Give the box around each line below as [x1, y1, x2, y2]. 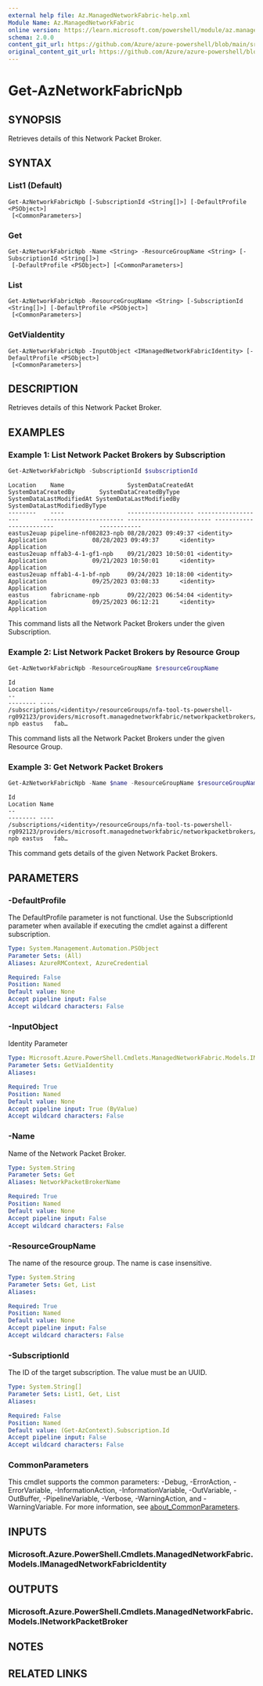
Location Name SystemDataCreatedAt [8, 481, 194, 489]
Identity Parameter [8, 1039, 68, 1048]
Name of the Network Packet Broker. [8, 1148, 127, 1158]
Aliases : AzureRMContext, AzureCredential [8, 959, 149, 967]
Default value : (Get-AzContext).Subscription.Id [8, 1426, 170, 1434]
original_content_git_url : [8, 48, 96, 56]
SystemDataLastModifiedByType [8, 502, 107, 510]
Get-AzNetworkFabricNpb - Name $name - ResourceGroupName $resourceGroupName [8, 779, 261, 788]
